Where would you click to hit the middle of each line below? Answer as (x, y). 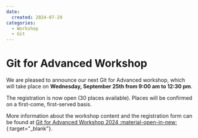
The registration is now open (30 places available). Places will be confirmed (99, 98)
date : (13, 12)
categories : (21, 23)
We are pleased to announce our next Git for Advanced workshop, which (96, 80)
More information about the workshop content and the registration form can (99, 116)
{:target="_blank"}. (29, 128)
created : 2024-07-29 (37, 17)
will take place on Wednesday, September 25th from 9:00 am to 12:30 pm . (99, 87)
